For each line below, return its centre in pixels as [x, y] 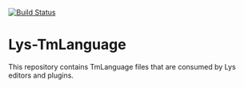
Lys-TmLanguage [67, 45]
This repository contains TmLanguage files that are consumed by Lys [122, 66]
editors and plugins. [41, 75]
